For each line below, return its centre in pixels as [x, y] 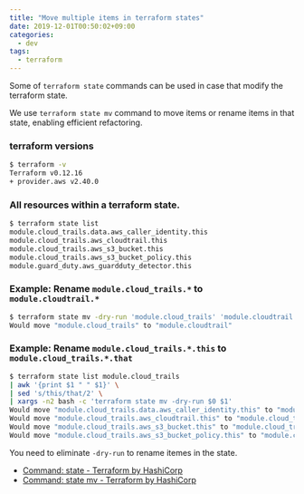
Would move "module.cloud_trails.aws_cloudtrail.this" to [121, 419]
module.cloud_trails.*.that [71, 358]
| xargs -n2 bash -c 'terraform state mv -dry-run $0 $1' [121, 402]
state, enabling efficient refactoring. [76, 122]
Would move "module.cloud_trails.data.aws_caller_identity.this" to [141, 410]
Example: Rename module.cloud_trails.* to [106, 289]
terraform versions [52, 146]
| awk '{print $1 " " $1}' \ [64, 385]
